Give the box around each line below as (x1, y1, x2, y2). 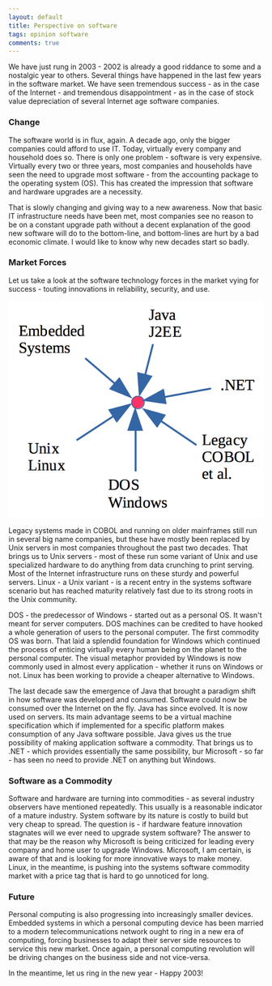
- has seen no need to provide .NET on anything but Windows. (8, 754, 216, 765)
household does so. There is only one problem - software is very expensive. (8, 152, 262, 162)
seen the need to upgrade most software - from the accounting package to (8, 169, 259, 179)
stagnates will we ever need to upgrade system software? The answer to (8, 828, 251, 838)
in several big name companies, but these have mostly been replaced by (8, 534, 250, 544)
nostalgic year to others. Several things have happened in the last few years (8, 70, 261, 80)
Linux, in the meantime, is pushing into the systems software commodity (8, 863, 250, 873)
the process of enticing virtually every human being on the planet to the (8, 644, 247, 654)
